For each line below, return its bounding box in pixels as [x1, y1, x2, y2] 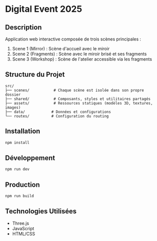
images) [5, 105, 21, 110]
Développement [5, 154, 56, 162]
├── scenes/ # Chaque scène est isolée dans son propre [5, 88, 144, 93]
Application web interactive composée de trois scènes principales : [5, 36, 141, 42]
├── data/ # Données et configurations [5, 109, 111, 114]
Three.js [12, 220, 30, 226]
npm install [5, 140, 30, 145]
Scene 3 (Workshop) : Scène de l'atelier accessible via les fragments [12, 56, 153, 62]
